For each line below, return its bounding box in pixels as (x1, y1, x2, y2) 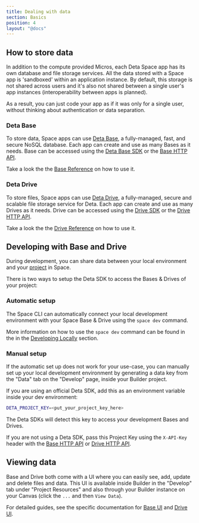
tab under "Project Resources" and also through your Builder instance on (6, 485, 185, 493)
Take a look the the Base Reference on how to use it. (6, 165, 135, 173)
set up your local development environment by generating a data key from (6, 369, 188, 376)
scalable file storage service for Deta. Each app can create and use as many (6, 200, 194, 208)
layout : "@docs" (6, 25, 46, 32)
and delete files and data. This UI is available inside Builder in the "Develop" (6, 479, 192, 487)
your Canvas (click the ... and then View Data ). (6, 492, 123, 499)
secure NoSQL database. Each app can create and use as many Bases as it (6, 141, 191, 148)
